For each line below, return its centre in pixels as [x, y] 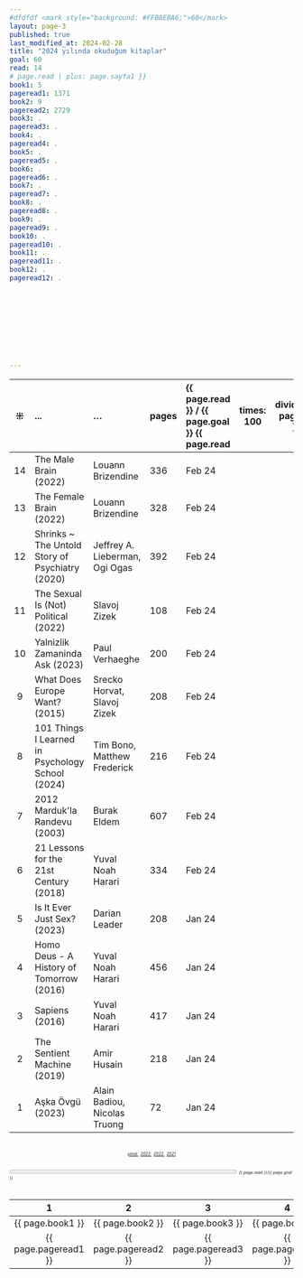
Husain [108, 1064]
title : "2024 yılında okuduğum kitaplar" [88, 51]
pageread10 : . [36, 245]
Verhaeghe [116, 658]
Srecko [108, 679]
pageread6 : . [34, 177]
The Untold [58, 545]
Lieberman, [117, 556]
